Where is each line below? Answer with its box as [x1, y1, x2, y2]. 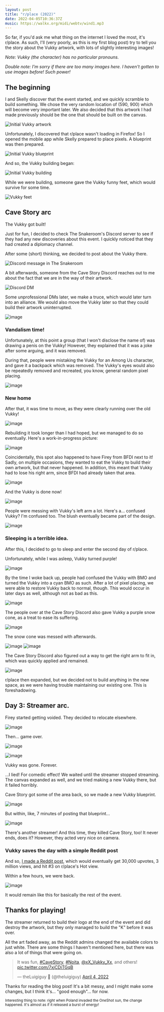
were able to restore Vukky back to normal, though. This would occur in [5, 585, 150, 591]
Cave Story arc [5, 208, 51, 216]
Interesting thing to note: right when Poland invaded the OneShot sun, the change [5, 998, 142, 1003]
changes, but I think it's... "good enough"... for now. [5, 988, 109, 994]
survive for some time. [5, 185, 50, 190]
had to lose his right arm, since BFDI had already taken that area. [5, 470, 136, 476]
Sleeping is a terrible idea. [5, 535, 69, 542]
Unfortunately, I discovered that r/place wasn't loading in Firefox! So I [5, 131, 145, 137]
